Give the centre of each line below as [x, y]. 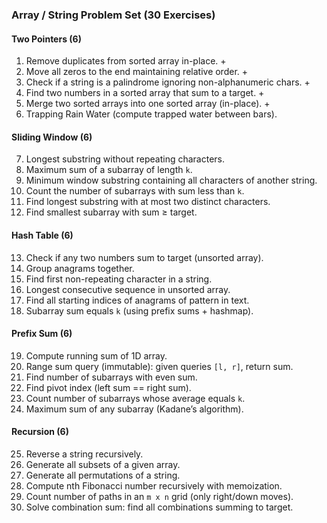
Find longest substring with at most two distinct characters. [148, 202]
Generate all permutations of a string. [103, 475]
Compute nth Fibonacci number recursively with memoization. [154, 485]
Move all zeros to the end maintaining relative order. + [137, 72]
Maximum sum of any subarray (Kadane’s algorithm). [134, 409]
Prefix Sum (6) [42, 334]
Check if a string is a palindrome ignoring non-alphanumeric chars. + [168, 82]
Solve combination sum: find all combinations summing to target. [159, 507]
